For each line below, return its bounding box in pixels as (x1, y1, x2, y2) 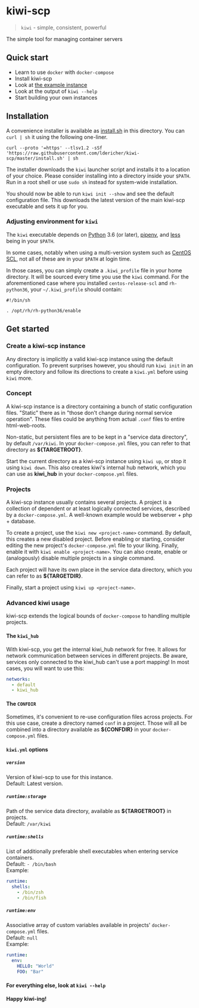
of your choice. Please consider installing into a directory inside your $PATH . (6, 172, 191, 179)
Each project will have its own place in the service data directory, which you (6, 566, 192, 573)
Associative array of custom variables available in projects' (6, 922, 151, 929)
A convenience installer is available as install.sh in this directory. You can (6, 127, 185, 134)
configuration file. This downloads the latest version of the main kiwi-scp (6, 196, 185, 203)
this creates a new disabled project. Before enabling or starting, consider (6, 535, 185, 543)
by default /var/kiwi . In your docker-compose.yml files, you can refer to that (6, 439, 191, 446)
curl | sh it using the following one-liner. (6, 133, 108, 141)
